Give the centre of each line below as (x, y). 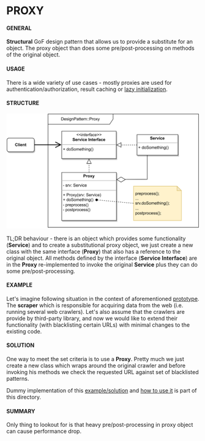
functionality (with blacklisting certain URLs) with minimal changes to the (98, 325)
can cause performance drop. (44, 431)
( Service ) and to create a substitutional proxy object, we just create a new (100, 245)
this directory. (24, 397)
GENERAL (19, 28)
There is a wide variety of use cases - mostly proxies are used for (89, 82)
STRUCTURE (23, 103)
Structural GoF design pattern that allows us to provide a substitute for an (100, 42)
